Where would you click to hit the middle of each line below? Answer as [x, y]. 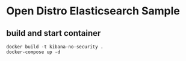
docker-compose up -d [33, 52]
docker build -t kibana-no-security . [55, 47]
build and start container [54, 33]
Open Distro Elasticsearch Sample [93, 11]
